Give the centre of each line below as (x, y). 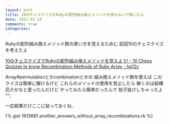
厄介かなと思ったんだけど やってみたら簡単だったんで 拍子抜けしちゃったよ (84, 90)
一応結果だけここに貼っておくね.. (40, 106)
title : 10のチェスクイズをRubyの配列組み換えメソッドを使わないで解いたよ (75, 15)
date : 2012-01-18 (24, 19)
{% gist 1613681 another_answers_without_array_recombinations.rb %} (79, 116)
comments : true (21, 24)
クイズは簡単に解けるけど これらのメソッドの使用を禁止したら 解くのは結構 (84, 84)
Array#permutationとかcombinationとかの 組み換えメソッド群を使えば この (84, 77)
